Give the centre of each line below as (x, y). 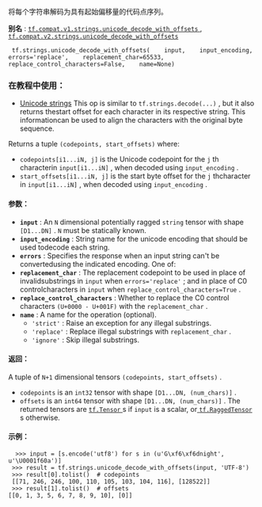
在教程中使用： (37, 86)
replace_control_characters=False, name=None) (92, 64)
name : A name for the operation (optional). (88, 314)
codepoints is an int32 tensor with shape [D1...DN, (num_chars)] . (128, 392)
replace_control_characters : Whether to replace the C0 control (124, 297)
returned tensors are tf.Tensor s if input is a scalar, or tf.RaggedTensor (136, 409)
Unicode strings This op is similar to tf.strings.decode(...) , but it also (137, 103)
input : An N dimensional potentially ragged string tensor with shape (131, 222)
